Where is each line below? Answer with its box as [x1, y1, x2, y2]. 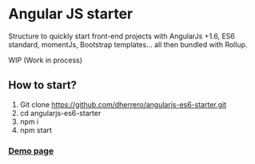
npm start [19, 125, 52, 134]
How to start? [8, 78, 78, 92]
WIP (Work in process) [8, 55, 82, 65]
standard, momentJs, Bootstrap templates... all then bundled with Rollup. [8, 39, 248, 49]
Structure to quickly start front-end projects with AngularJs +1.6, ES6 [8, 31, 236, 41]
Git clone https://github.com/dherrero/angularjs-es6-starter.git [19, 99, 227, 109]
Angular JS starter [8, 5, 133, 23]
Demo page [8, 145, 54, 156]
